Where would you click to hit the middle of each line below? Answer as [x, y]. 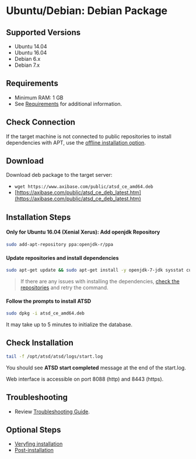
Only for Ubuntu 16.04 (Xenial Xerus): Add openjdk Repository [83, 232]
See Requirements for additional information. [68, 104]
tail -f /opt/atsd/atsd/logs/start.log [55, 356]
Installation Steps [38, 217]
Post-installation [34, 450]
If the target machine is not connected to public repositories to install [89, 136]
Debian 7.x [27, 65]
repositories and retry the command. [64, 287]
